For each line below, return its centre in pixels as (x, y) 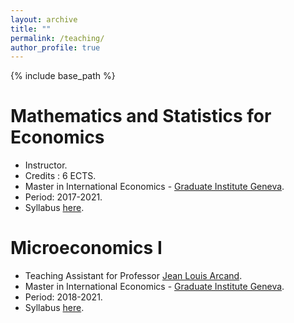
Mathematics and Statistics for (141, 116)
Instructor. (46, 165)
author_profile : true (55, 47)
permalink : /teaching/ (57, 38)
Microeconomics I (86, 248)
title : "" (31, 29)
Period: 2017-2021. (63, 197)
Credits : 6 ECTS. (60, 176)
